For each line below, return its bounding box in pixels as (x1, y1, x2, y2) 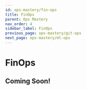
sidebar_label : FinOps (5, 26, 52, 31)
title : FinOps (5, 12, 35, 17)
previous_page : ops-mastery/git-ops (5, 31, 81, 36)
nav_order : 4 (5, 21, 32, 27)
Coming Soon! (5, 77, 51, 85)
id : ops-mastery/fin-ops (5, 7, 57, 13)
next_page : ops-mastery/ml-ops (5, 36, 70, 41)
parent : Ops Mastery (5, 17, 48, 22)
